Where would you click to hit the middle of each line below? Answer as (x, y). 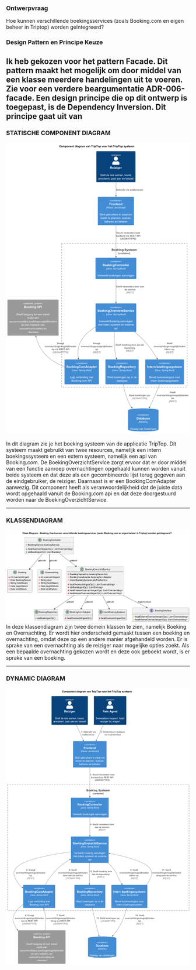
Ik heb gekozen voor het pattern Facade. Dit (87, 61)
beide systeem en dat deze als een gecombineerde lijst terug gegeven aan (96, 475)
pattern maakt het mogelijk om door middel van (94, 71)
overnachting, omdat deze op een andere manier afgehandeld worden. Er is (97, 639)
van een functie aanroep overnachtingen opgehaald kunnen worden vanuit (96, 468)
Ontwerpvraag (27, 8)
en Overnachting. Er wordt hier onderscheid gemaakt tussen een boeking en (98, 633)
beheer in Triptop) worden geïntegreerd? (55, 27)
